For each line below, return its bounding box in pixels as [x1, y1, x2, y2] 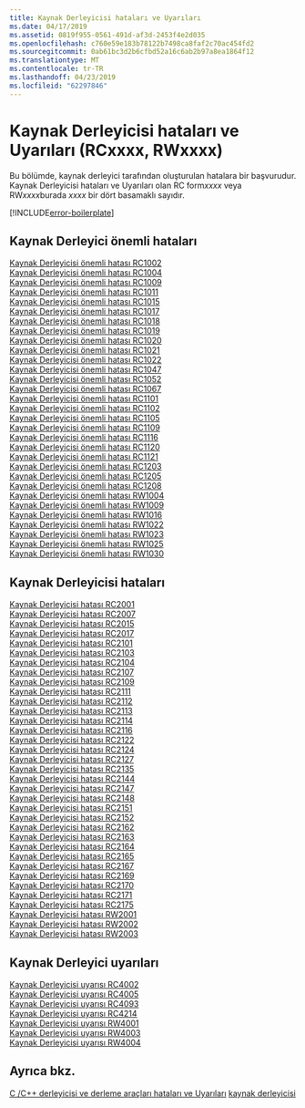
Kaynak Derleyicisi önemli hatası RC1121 [9, 451, 159, 462]
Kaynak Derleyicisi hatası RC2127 [9, 754, 135, 765]
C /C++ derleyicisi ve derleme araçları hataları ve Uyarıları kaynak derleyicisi [9, 1087, 296, 1099]
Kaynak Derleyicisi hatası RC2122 [9, 735, 135, 746]
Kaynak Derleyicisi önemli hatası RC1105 [9, 412, 161, 424]
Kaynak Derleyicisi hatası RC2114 [9, 715, 134, 726]
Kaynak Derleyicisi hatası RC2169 [9, 870, 135, 881]
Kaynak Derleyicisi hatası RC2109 [9, 677, 135, 688]
